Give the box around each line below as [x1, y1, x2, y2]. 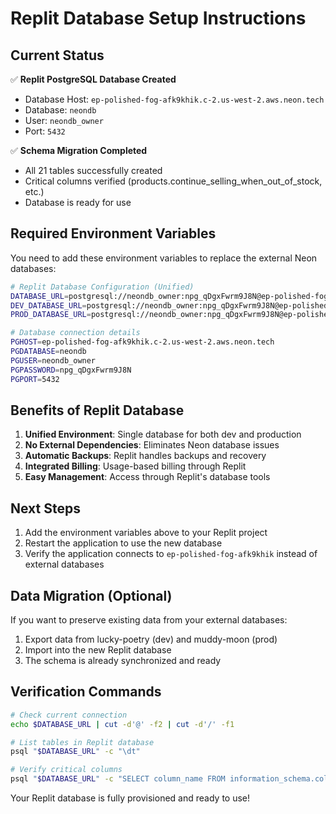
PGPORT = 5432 [10, 374, 60, 384]
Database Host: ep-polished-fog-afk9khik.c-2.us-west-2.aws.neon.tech [24, 93, 325, 105]
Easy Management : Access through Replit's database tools [24, 471, 271, 483]
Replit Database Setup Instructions [10, 7, 307, 30]
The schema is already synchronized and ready [24, 655, 222, 666]
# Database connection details [10, 328, 141, 338]
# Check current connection [10, 710, 128, 720]
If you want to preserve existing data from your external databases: [10, 614, 288, 626]
